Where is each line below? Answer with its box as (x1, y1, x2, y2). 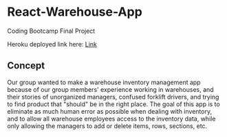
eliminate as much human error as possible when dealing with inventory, (7, 107, 212, 115)
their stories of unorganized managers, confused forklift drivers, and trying (7, 92, 219, 101)
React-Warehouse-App (7, 4, 142, 20)
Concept (7, 60, 45, 72)
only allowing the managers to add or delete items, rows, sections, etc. (7, 121, 208, 130)
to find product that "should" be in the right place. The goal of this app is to (7, 100, 220, 108)
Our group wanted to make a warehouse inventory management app (7, 78, 201, 86)
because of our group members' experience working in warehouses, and (7, 85, 215, 93)
